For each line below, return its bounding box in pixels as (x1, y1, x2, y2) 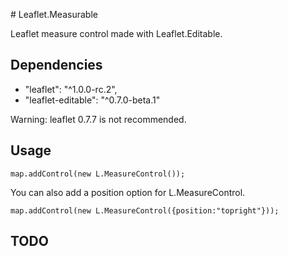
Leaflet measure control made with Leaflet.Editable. (10, 28, 223, 39)
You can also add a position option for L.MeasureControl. (10, 186, 246, 198)
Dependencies (10, 57, 103, 74)
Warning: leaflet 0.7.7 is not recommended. (10, 113, 187, 125)
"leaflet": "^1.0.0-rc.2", (24, 83, 118, 95)
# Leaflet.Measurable (10, 9, 98, 20)
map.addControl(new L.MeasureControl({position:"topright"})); (10, 205, 280, 216)
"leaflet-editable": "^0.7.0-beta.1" (24, 94, 161, 106)
